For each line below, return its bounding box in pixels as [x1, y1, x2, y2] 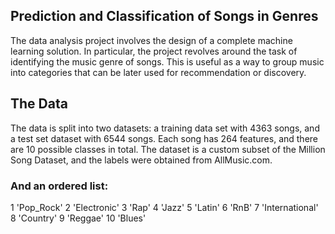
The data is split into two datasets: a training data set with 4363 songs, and [10, 122, 320, 134]
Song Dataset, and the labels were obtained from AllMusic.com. [10, 154, 273, 166]
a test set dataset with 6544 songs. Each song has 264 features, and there [10, 132, 319, 144]
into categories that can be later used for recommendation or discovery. [10, 66, 307, 78]
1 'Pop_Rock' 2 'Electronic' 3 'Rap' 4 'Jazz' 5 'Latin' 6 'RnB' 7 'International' [10, 201, 319, 213]
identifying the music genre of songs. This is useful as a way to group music [10, 55, 325, 68]
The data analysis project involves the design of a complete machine [10, 34, 293, 46]
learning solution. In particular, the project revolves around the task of [10, 45, 298, 57]
